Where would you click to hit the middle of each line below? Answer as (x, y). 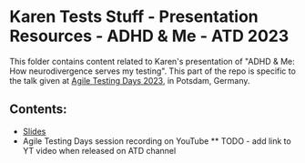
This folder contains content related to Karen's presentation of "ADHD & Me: (152, 61)
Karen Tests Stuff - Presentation (134, 17)
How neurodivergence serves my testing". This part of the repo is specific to (152, 71)
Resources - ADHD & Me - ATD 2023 (149, 36)
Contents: (38, 110)
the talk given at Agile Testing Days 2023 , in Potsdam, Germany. (130, 80)
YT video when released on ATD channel (99, 150)
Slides (34, 131)
